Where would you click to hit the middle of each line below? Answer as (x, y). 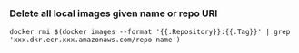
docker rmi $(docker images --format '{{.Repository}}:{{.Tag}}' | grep (150, 32)
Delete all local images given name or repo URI (114, 13)
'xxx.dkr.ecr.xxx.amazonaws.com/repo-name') (95, 40)
